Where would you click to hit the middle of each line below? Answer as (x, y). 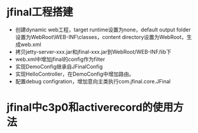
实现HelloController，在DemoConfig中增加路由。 (75, 74)
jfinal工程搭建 (40, 12)
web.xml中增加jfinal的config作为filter (60, 59)
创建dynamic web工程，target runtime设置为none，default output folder (103, 30)
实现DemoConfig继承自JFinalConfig (59, 66)
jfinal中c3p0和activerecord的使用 (90, 108)
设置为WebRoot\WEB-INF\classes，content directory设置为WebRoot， (101, 37)
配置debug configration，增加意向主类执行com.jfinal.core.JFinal (93, 81)
